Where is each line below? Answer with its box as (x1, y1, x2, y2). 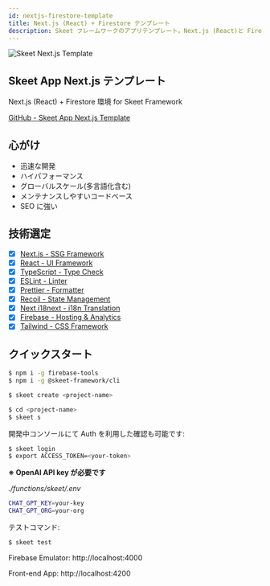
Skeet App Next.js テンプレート (8, 74, 166, 88)
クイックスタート (8, 347, 93, 361)
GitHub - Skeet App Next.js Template (8, 113, 131, 123)
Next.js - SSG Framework (19, 248, 104, 258)
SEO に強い (19, 202, 58, 211)
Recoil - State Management (19, 294, 111, 304)
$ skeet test (8, 539, 52, 547)
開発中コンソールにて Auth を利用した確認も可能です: (8, 428, 185, 438)
